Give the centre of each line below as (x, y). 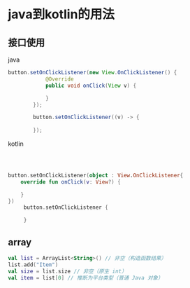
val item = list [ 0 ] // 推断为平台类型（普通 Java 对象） (86, 277)
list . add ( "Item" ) (33, 265)
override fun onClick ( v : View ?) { (71, 182)
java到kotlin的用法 (61, 14)
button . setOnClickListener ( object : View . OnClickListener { (96, 175)
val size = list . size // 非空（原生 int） (67, 271)
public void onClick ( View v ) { (91, 85)
